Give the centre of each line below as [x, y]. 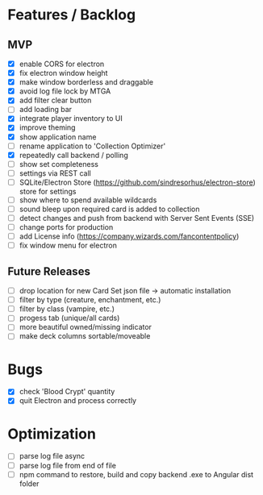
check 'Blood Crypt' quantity [67, 392]
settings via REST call [55, 173]
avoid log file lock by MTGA [65, 91]
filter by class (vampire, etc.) [67, 309]
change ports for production [66, 227]
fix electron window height [63, 73]
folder [29, 483]
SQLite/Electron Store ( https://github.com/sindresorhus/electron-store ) [137, 182]
